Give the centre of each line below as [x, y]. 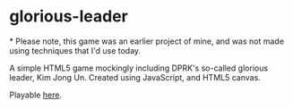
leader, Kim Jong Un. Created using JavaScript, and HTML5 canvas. [135, 77]
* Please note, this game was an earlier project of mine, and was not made [147, 41]
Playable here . [36, 95]
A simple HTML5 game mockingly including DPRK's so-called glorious [139, 68]
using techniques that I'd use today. [75, 50]
